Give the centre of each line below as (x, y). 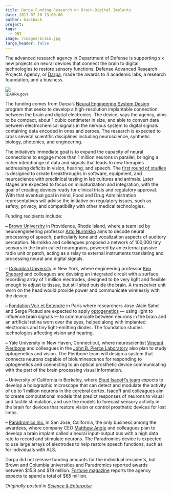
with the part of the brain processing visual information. (64, 370)
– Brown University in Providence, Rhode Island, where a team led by (78, 226)
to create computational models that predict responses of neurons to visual (84, 396)
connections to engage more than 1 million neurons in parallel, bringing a (82, 157)
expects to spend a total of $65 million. (47, 476)
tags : (11, 29)
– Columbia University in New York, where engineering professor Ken (78, 268)
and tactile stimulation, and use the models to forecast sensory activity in (82, 401)
